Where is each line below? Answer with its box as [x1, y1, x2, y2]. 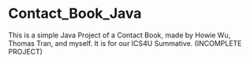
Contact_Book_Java [8, 5, 142, 23]
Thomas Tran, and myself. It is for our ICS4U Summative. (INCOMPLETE [8, 38, 242, 47]
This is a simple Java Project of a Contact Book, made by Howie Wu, [8, 30, 231, 40]
